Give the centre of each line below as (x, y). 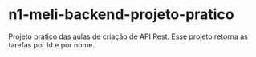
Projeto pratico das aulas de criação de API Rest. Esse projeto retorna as (128, 36)
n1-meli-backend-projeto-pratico (121, 15)
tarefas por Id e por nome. (51, 44)
